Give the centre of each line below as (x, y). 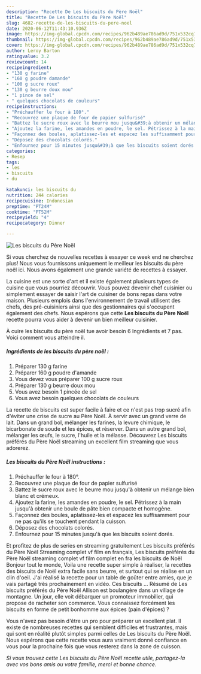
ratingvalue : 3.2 (28, 56)
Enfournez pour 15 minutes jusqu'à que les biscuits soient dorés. (95, 534)
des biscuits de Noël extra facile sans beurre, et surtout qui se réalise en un (99, 571)
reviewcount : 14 (26, 62)
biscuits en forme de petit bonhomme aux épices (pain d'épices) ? (88, 609)
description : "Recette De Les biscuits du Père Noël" (75, 12)
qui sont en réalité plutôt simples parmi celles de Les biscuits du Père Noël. (99, 633)
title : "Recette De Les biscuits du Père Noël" (67, 17)
